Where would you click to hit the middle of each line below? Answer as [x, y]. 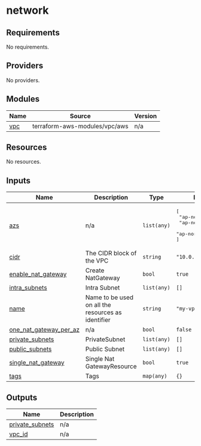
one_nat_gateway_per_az [44, 330]
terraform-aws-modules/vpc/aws [80, 126]
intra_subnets [28, 288]
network [28, 10]
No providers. [23, 80]
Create [95, 270]
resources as [103, 312]
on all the [98, 305]
